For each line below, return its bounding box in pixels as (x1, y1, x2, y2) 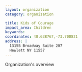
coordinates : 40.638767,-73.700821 (5, 34, 78, 39)
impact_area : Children (5, 25, 52, 30)
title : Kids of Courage (5, 21, 54, 25)
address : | (5, 39, 27, 44)
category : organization (5, 12, 54, 17)
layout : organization (5, 7, 50, 12)
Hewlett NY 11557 (9, 48, 45, 53)
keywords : (5, 30, 26, 35)
